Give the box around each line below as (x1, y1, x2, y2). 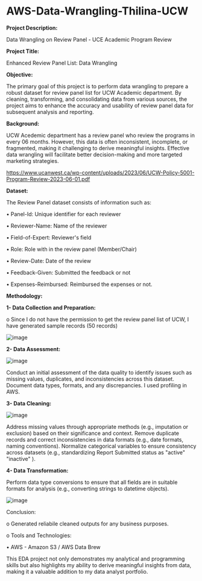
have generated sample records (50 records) (6, 322, 118, 329)
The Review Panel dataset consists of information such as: (6, 198, 152, 206)
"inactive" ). (6, 455, 36, 462)
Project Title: (6, 47, 39, 55)
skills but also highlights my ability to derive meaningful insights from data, (6, 561, 192, 568)
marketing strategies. (6, 157, 59, 164)
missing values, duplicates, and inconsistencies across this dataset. (6, 375, 175, 383)
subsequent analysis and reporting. (6, 108, 95, 115)
